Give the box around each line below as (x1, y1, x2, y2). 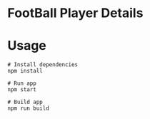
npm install (7, 68, 43, 75)
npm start (7, 86, 37, 93)
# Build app (7, 98, 43, 106)
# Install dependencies (7, 61, 79, 68)
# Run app (7, 80, 37, 87)
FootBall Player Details (7, 5, 144, 21)
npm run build (7, 105, 50, 112)
